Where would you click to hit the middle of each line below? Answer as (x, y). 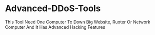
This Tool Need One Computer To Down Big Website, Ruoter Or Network (78, 22)
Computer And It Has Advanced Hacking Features (55, 27)
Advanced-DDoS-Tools (53, 9)
